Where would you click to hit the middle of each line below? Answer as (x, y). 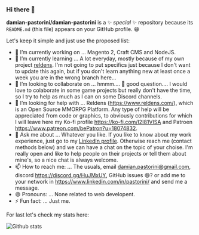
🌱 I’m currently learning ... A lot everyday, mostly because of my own (99, 58)
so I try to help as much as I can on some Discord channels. (88, 97)
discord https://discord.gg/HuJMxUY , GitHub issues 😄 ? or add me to (100, 175)
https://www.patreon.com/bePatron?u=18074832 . (76, 128)
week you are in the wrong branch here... (65, 78)
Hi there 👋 (21, 10)
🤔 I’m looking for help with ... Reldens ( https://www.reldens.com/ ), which (104, 103)
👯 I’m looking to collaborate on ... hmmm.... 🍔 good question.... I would (101, 84)
